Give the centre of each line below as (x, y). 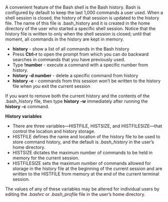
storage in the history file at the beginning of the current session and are (87, 168)
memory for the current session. (46, 158)
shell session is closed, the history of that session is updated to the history (82, 18)
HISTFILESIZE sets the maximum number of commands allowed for (82, 163)
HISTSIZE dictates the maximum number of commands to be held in (82, 153)
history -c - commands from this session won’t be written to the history (87, 81)
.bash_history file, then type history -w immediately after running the (76, 101)
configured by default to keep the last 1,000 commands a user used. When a (84, 13)
